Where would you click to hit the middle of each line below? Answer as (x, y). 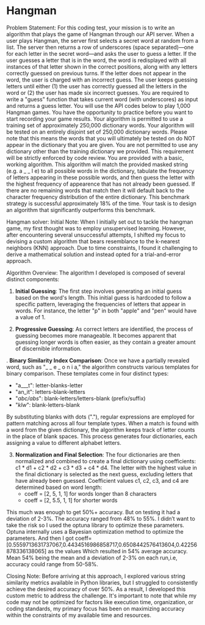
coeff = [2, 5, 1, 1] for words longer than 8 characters (91, 493)
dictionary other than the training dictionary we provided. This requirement (100, 151)
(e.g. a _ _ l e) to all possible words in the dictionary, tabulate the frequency (100, 171)
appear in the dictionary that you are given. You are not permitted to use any (102, 145)
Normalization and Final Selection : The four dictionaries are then (98, 455)
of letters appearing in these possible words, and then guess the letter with (101, 177)
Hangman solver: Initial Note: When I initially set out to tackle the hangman (100, 222)
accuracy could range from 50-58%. (52, 564)
